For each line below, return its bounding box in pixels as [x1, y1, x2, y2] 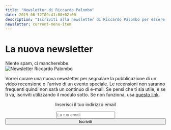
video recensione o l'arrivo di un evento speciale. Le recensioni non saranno [5, 81, 165, 87]
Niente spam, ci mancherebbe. [5, 60, 70, 67]
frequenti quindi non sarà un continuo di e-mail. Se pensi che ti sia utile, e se [5, 86, 166, 92]
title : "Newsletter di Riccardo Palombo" [5, 7, 95, 13]
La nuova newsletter [5, 44, 93, 55]
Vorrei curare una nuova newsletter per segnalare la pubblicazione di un [5, 76, 157, 82]
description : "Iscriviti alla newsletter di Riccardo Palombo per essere [5, 17, 165, 22]
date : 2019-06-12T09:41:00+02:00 [5, 12, 76, 17]
